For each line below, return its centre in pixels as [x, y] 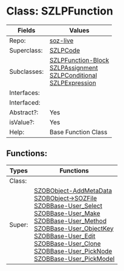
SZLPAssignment [73, 68]
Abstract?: [24, 112]
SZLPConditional [73, 75]
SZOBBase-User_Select [68, 206]
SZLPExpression [73, 83]
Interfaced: [25, 102]
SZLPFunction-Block [79, 60]
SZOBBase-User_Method [70, 221]
